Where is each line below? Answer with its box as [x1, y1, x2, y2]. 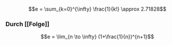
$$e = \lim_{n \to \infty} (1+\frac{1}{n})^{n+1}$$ [40, 33, 155, 40]
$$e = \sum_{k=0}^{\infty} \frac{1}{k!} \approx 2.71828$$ [28, 6, 167, 12]
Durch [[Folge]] [5, 20, 50, 28]
